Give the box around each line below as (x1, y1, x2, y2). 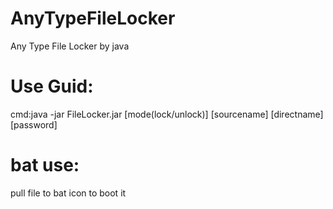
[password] (10, 118, 58, 131)
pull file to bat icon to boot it (10, 187, 127, 199)
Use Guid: (10, 75, 94, 98)
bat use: (10, 154, 80, 177)
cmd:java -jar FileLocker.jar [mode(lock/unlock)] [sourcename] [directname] (10, 108, 324, 120)
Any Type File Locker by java (10, 40, 130, 52)
